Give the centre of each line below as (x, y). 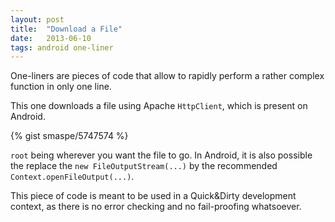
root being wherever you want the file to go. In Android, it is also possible (161, 155)
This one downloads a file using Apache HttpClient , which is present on (159, 106)
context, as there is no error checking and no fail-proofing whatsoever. (156, 207)
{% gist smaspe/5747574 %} (69, 136)
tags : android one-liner (62, 47)
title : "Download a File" (66, 29)
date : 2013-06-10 (51, 38)
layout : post (37, 19)
